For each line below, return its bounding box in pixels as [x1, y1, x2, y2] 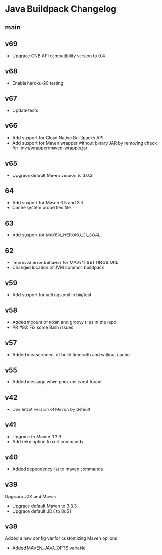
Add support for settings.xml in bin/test [12, 292, 92, 298]
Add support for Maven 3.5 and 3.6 [12, 200, 83, 205]
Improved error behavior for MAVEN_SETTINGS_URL [12, 260, 119, 265]
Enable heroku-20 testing [12, 80, 64, 86]
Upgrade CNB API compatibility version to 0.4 [12, 53, 105, 58]
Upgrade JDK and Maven [5, 493, 56, 499]
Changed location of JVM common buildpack [12, 264, 104, 271]
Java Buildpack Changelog [5, 3, 117, 15]
